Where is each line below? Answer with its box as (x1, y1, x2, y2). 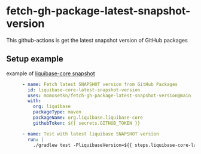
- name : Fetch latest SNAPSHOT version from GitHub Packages (22, 81, 178, 87)
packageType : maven (32, 109, 82, 115)
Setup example (6, 54, 64, 64)
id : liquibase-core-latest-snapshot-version (28, 87, 141, 93)
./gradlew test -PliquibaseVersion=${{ (32, 142, 133, 148)
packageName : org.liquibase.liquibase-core (32, 115, 144, 121)
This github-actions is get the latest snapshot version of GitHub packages (6, 36, 188, 44)
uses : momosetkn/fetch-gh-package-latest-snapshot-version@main (28, 93, 191, 98)
